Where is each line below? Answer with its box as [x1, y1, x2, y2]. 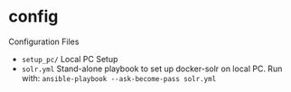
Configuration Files [8, 36, 80, 47]
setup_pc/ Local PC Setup [21, 53, 118, 64]
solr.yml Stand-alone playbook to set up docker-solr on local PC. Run [21, 63, 283, 74]
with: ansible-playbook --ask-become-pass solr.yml [21, 72, 217, 83]
